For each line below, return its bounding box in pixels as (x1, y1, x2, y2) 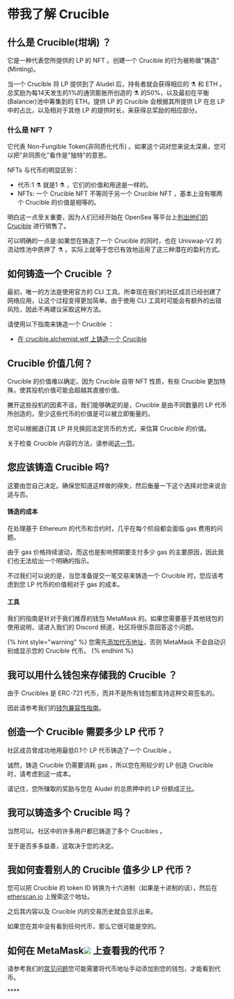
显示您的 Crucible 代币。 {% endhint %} (19, 647, 134, 655)
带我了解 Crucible (7, 6, 110, 22)
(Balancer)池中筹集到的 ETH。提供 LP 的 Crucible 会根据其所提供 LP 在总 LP (7, 97, 225, 105)
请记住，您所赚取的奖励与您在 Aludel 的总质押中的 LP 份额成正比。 (7, 784, 198, 793)
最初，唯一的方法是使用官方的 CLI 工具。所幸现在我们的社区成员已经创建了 (7, 288, 221, 296)
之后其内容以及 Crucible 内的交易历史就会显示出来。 (7, 907, 157, 916)
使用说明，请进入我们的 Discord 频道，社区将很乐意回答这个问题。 (7, 623, 198, 632)
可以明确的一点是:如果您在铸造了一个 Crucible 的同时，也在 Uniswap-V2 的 (7, 237, 222, 245)
